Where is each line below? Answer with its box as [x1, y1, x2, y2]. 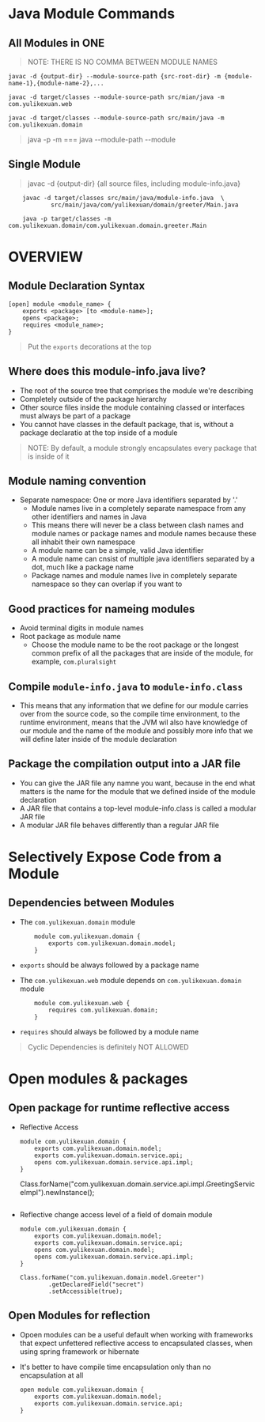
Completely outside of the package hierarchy [19, 394, 168, 403]
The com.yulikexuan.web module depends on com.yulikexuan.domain [19, 975, 242, 985]
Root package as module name [19, 632, 121, 641]
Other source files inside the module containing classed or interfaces [19, 403, 245, 412]
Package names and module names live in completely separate [31, 571, 237, 581]
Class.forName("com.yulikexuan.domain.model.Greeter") [19, 1273, 205, 1281]
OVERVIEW [8, 248, 84, 266]
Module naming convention [8, 475, 146, 488]
